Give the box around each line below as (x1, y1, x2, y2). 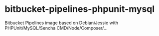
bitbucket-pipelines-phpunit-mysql (4, 3, 155, 15)
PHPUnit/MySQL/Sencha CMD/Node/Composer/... (4, 25, 108, 31)
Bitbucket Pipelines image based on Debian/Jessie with (4, 20, 118, 26)
